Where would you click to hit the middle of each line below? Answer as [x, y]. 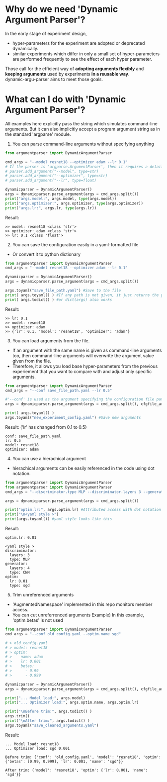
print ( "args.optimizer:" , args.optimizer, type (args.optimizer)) [74, 203]
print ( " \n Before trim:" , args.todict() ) [49, 712]
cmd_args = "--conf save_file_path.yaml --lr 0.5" [59, 391]
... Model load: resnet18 [32, 744]
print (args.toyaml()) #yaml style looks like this [59, 519]
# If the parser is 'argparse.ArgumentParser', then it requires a [77, 167]
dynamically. [25, 48]
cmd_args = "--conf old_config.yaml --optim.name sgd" [63, 634]
